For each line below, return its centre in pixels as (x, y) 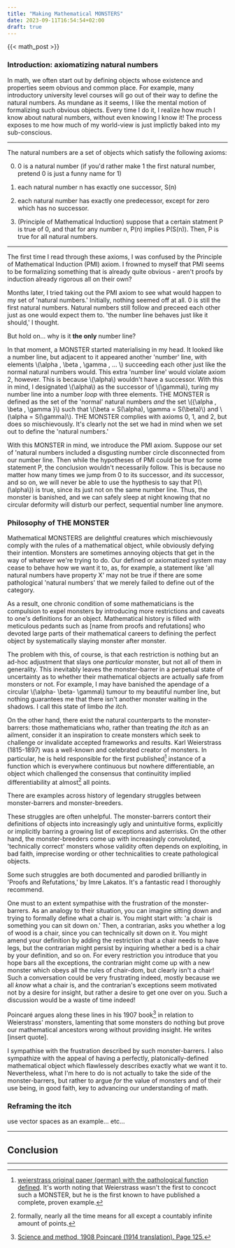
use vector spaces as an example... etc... (66, 1121)
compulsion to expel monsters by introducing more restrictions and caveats (116, 611)
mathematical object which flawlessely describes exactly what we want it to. (117, 1065)
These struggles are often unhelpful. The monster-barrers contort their (109, 816)
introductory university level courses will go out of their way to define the (113, 95)
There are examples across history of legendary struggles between (104, 795)
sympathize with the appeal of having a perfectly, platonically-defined (108, 1058)
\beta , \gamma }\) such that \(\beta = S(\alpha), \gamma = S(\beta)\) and (113, 409)
